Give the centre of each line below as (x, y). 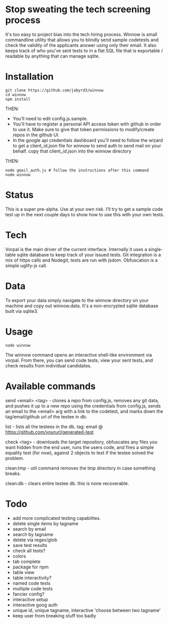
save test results (30, 545)
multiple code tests (33, 588)
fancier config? (29, 594)
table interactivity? (32, 578)
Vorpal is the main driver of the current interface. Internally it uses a (76, 249)
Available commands (50, 386)
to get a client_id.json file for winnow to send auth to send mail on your (87, 145)
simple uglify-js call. (26, 265)
